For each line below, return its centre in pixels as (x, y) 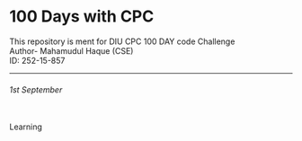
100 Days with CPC (82, 17)
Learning (26, 127)
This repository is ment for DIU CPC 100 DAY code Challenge (122, 41)
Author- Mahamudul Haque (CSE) (71, 50)
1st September (36, 89)
